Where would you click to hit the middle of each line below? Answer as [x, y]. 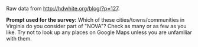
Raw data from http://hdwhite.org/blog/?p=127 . [63, 9]
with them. [19, 38]
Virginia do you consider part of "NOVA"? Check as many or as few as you [97, 26]
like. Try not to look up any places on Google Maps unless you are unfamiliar [99, 32]
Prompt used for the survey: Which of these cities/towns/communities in [95, 20]
